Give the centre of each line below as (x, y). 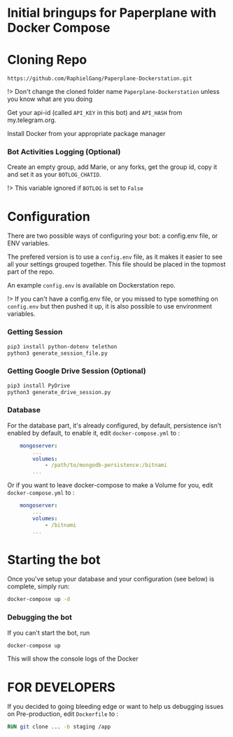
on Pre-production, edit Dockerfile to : (63, 714)
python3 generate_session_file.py (58, 353)
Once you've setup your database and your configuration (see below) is (111, 579)
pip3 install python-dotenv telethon (62, 346)
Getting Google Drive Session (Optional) (77, 371)
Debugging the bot (40, 617)
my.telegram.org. (32, 120)
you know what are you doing (50, 99)
